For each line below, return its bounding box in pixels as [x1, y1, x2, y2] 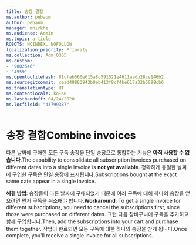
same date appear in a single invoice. [6, 177, 96, 185]
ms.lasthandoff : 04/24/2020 [6, 96, 75, 102]
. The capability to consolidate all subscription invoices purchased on [20, 156, 187, 163]
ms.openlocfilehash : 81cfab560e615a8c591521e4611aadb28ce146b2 [6, 74, 164, 80]
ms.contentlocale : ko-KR [6, 90, 67, 96]
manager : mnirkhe [6, 25, 49, 31]
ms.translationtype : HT [6, 85, 65, 91]
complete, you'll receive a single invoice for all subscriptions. [6, 232, 154, 239]
